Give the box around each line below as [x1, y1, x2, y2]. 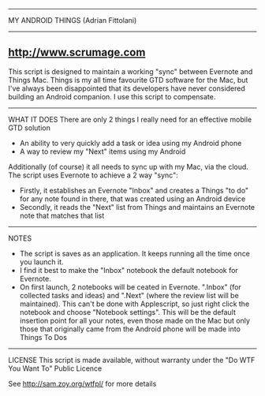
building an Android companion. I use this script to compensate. [8, 92, 216, 101]
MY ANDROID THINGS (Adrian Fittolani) [8, 16, 137, 24]
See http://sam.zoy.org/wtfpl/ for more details [8, 379, 157, 388]
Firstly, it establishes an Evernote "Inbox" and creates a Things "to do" [19, 185, 249, 195]
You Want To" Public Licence [8, 364, 103, 373]
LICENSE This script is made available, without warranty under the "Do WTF [8, 355, 256, 364]
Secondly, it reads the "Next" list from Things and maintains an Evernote [19, 202, 256, 211]
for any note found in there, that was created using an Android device [19, 194, 246, 204]
